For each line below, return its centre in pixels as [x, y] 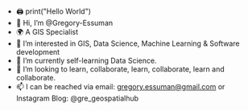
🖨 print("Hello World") [53, 11]
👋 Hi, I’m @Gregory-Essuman [64, 23]
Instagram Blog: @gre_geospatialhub [77, 98]
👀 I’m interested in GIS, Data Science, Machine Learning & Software [128, 43]
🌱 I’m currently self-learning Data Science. [86, 60]
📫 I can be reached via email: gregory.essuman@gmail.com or [120, 86]
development [38, 52]
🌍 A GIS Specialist [47, 32]
